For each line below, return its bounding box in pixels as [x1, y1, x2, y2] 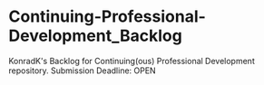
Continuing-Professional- [8, 6, 206, 27]
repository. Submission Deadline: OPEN [8, 65, 156, 76]
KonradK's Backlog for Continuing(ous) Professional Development [8, 55, 255, 66]
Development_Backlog [8, 25, 182, 46]
